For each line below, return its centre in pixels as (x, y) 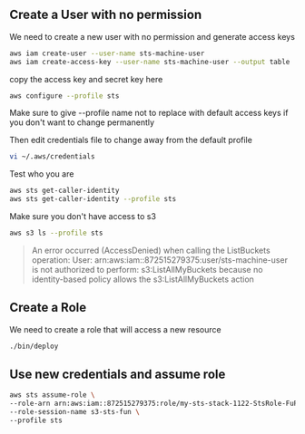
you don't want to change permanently (82, 122)
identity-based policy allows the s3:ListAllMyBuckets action (143, 279)
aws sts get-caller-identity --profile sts (93, 199)
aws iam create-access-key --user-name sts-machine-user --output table (150, 62)
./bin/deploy (34, 346)
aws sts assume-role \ (52, 395)
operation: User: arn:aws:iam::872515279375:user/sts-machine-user (160, 260)
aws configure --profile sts (64, 96)
